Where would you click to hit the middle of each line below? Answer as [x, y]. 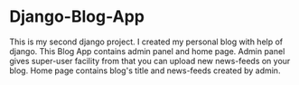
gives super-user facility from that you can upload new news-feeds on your [150, 61]
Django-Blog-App [77, 17]
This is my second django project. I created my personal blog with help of [146, 42]
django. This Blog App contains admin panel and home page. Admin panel [147, 51]
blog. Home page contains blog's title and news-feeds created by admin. [145, 71]
